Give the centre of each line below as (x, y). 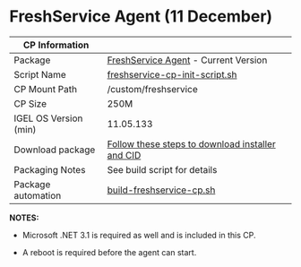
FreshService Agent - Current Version (187, 60)
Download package (55, 150)
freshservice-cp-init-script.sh (172, 74)
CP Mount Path (46, 89)
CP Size (30, 103)
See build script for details (162, 169)
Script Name (40, 74)
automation (38, 195)
